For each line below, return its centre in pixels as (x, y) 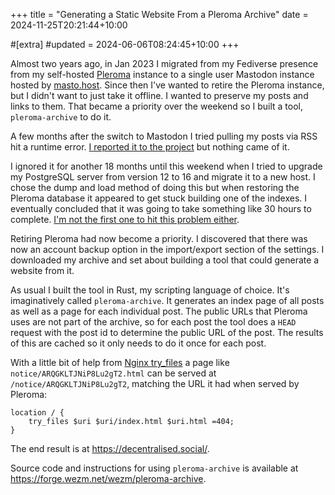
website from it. (42, 270)
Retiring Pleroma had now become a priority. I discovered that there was (159, 238)
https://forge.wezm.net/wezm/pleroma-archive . (108, 478)
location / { (37, 413)
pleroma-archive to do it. (61, 117)
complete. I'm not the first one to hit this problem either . (125, 219)
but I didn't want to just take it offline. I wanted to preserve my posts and (159, 95)
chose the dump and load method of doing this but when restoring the (155, 187)
